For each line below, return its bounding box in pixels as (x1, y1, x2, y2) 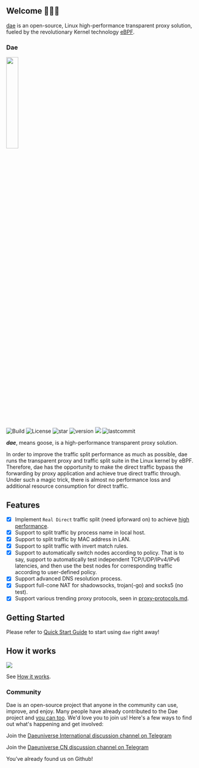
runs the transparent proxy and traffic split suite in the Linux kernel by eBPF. (6, 457, 194, 465)
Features (6, 500, 40, 510)
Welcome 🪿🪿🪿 (6, 6, 60, 16)
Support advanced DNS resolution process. (14, 575, 123, 582)
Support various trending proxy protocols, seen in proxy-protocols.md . (14, 595, 189, 602)
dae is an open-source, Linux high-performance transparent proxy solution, (6, 22, 192, 29)
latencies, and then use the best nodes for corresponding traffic (14, 562, 173, 569)
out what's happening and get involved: (6, 721, 103, 728)
